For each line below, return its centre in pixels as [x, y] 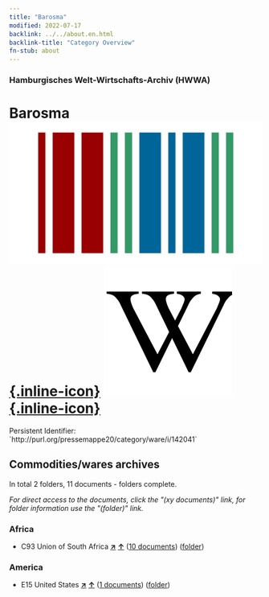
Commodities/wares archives [84, 465]
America [26, 567]
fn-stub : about [35, 51]
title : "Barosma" [38, 17]
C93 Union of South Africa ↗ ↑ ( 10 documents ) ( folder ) [112, 546]
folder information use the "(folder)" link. [76, 508]
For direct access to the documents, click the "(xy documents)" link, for [127, 500]
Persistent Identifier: [43, 430]
